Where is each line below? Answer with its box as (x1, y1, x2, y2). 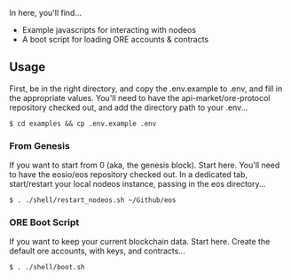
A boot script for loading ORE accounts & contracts (21, 35, 209, 44)
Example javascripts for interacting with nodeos (21, 25, 197, 35)
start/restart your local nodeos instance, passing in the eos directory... (9, 179, 266, 190)
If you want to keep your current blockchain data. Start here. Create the (9, 237, 271, 247)
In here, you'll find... (9, 8, 83, 18)
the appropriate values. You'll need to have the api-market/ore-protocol (9, 92, 271, 103)
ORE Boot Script (9, 216, 80, 229)
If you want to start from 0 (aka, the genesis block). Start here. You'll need (9, 159, 280, 171)
